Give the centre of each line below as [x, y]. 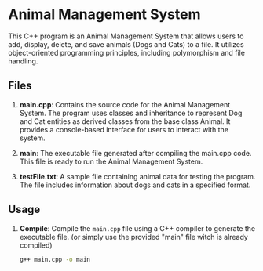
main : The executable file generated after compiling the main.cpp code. [135, 153]
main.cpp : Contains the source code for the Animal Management [125, 104]
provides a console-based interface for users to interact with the [124, 129]
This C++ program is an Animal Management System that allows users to [126, 36]
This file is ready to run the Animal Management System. [111, 161]
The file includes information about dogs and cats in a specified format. [135, 185]
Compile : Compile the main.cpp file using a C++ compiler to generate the [137, 228]
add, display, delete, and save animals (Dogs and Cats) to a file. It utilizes [126, 44]
